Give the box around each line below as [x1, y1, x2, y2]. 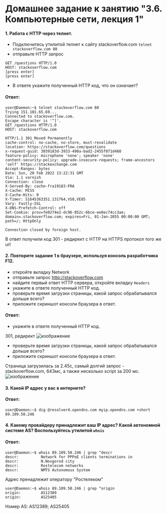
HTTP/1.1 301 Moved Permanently [5, 136, 72, 141]
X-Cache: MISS [5, 188, 35, 193]
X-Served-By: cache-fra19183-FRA [5, 183, 75, 188]
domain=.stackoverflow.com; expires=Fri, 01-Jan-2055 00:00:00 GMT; [5, 214, 151, 219]
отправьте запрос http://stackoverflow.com [12, 274, 104, 280]
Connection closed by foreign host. [5, 227, 81, 232]
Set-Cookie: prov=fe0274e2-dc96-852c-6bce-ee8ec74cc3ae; [5, 210, 126, 215]
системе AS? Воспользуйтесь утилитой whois [5, 427, 105, 434]
